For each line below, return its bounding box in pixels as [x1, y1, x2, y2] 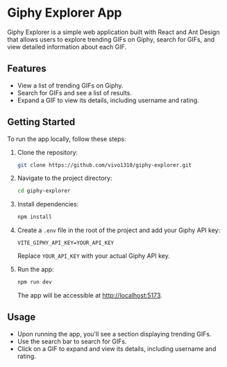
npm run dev [17, 279, 52, 286]
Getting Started [7, 116, 76, 128]
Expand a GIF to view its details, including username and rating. [17, 96, 199, 104]
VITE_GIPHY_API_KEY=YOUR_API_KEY [17, 240, 115, 247]
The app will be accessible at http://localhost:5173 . [17, 291, 163, 300]
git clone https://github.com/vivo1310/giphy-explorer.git [17, 161, 192, 168]
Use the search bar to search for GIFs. [17, 337, 127, 345]
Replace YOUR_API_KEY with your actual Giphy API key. [17, 252, 170, 260]
